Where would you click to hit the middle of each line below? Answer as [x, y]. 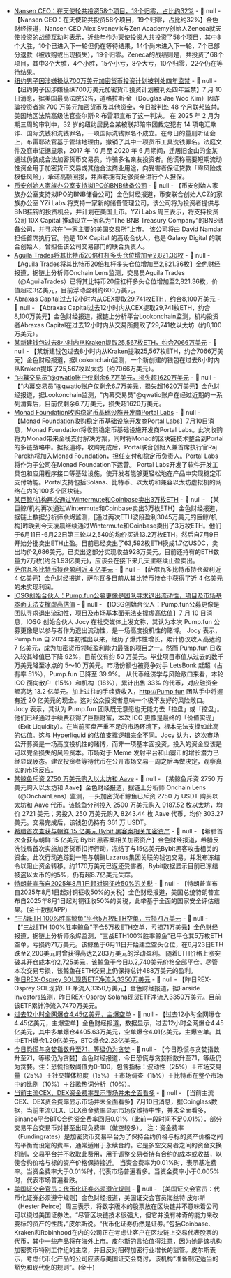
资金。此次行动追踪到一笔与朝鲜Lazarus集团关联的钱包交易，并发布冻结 [117, 857]
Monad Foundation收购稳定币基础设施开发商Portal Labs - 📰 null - [107, 412]
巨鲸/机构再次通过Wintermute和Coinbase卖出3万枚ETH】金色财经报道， [118, 508]
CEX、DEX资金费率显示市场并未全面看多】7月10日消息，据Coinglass [112, 1101]
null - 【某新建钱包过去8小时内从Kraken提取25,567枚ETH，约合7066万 [115, 351]
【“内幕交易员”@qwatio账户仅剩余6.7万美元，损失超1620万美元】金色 [114, 386]
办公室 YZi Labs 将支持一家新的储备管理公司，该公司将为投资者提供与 [120, 203]
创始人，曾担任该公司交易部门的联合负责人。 [84, 246]
